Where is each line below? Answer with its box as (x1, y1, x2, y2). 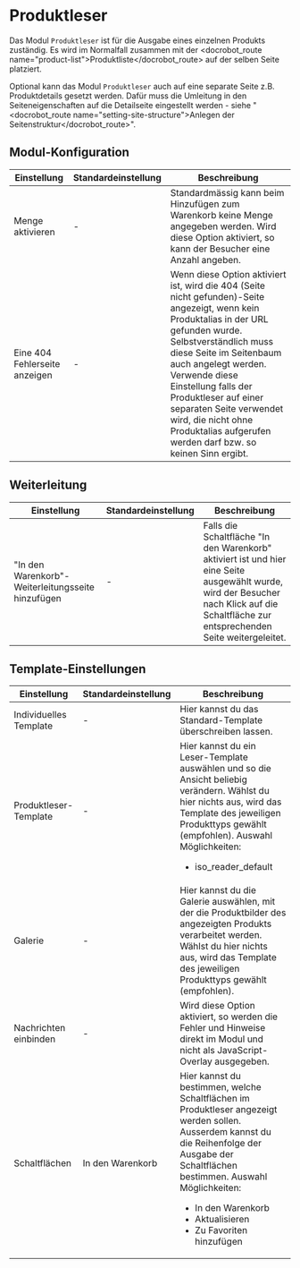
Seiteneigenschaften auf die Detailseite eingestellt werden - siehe (9, 99, 252, 110)
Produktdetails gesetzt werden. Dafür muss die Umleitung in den (9, 90, 247, 101)
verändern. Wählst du (179, 785, 270, 797)
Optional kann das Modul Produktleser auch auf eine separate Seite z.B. (9, 81, 275, 91)
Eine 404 (13, 346, 52, 359)
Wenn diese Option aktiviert (170, 268, 287, 280)
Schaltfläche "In (203, 530, 271, 542)
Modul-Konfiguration (9, 145, 129, 160)
